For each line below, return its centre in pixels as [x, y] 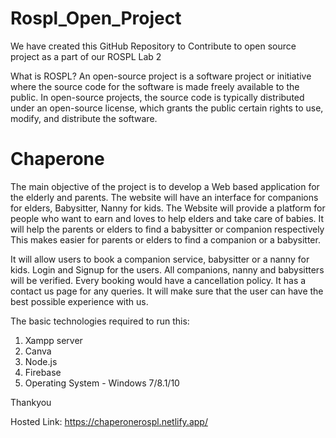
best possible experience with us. [79, 301]
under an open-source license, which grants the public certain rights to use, [167, 108]
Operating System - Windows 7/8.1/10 [102, 383]
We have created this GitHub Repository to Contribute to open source [153, 46]
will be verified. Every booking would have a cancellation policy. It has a [158, 280]
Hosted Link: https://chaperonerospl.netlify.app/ [109, 421]
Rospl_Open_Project [96, 18]
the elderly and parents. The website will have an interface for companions [164, 197]
